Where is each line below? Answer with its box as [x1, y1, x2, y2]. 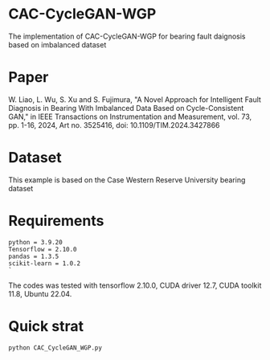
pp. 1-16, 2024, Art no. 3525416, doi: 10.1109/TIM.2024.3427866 [8, 120, 220, 129]
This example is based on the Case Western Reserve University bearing [8, 174, 246, 185]
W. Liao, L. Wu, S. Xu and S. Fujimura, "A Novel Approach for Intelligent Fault [8, 94, 261, 104]
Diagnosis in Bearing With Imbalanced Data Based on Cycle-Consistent [8, 103, 244, 112]
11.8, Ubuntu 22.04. [8, 288, 72, 298]
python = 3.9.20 [8, 238, 63, 246]
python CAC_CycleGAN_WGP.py [8, 343, 103, 352]
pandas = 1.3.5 [8, 252, 59, 260]
